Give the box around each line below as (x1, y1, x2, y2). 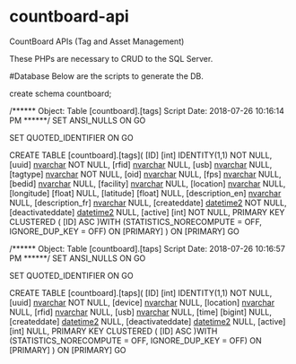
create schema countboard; (9, 88, 112, 99)
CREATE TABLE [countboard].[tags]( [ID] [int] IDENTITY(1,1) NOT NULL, (9, 150, 273, 160)
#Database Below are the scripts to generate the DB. (9, 70, 205, 82)
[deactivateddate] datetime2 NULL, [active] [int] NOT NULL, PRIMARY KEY (9, 206, 285, 217)
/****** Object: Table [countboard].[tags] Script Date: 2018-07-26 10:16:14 (9, 105, 285, 116)
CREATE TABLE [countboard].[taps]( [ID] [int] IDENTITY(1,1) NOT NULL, (9, 287, 273, 298)
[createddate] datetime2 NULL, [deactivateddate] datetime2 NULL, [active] (9, 316, 286, 326)
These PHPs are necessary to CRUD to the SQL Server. (9, 53, 213, 64)
